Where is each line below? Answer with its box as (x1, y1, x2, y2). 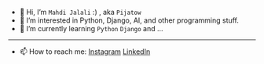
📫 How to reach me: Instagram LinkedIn (19, 47, 151, 56)
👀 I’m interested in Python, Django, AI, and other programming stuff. (19, 16, 240, 25)
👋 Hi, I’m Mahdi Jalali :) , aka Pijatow (19, 8, 141, 16)
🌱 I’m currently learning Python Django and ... (19, 24, 163, 33)
